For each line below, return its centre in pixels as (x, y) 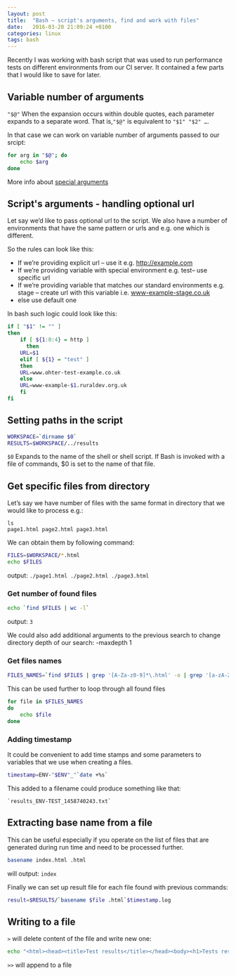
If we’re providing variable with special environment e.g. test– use (112, 271)
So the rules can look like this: (51, 249)
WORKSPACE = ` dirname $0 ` (42, 436)
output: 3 (20, 622)
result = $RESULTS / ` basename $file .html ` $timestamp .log (89, 900)
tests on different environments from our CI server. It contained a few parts (116, 67)
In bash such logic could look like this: (63, 314)
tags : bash (23, 40)
